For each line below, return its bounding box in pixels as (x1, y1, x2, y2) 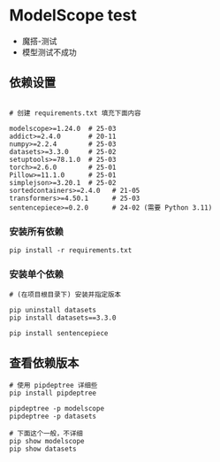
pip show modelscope (9, 437, 86, 446)
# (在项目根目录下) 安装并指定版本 (9, 290, 122, 299)
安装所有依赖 (9, 225, 64, 237)
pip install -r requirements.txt (9, 246, 133, 255)
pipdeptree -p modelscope (9, 404, 104, 413)
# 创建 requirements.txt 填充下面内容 (9, 108, 141, 118)
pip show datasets (9, 444, 77, 454)
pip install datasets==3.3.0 (9, 313, 117, 323)
